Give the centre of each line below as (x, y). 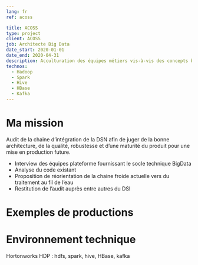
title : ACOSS (22, 28)
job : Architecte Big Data (38, 44)
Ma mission (35, 123)
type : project (24, 33)
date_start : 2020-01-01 (35, 50)
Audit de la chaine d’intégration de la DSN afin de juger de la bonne (88, 139)
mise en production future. (38, 152)
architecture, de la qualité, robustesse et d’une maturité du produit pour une (98, 146)
